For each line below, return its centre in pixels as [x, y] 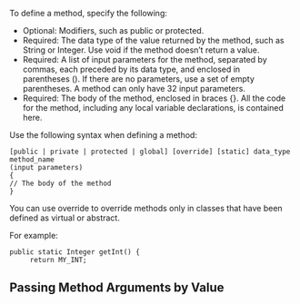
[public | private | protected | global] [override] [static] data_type [150, 152]
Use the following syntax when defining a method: [104, 135]
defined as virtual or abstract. [65, 218]
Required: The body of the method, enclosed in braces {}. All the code [154, 98]
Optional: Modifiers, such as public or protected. [113, 30]
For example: [34, 235]
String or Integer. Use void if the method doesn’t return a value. [141, 50]
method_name [32, 160]
